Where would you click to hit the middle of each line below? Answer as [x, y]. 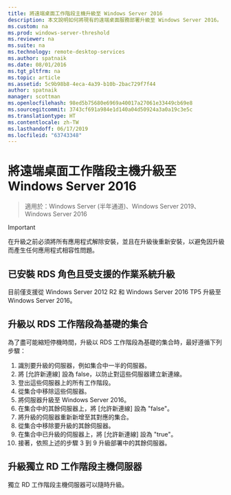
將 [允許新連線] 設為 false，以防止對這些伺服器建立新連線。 [102, 374]
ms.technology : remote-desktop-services [67, 52]
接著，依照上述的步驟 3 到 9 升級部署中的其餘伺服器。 [94, 443]
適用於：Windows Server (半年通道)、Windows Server [102, 207]
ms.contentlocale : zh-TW [43, 122]
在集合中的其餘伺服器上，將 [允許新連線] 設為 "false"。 [96, 408]
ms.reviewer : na [31, 39]
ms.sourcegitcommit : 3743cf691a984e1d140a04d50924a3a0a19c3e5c [100, 109]
